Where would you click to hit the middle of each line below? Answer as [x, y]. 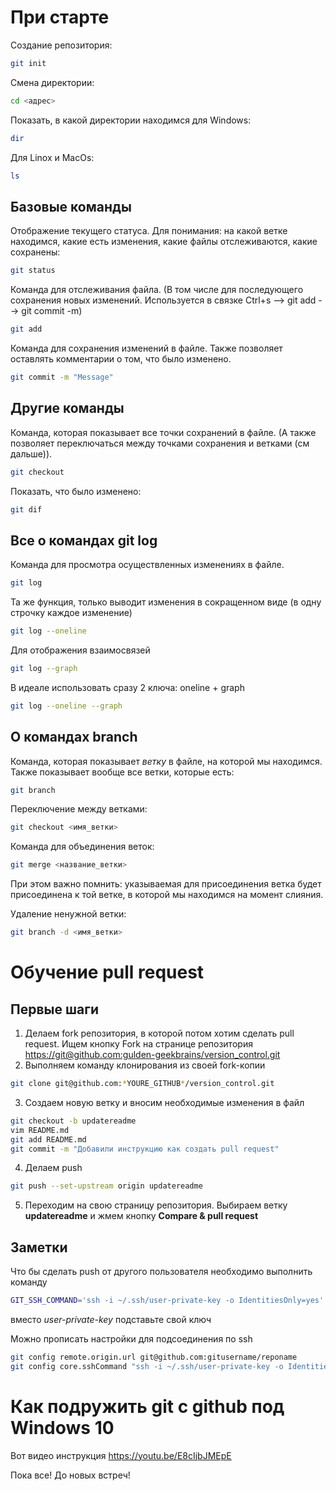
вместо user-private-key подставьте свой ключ [111, 1319]
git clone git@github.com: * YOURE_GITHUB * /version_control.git [142, 1084]
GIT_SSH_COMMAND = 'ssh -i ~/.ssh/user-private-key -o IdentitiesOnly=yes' [167, 1301]
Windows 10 [62, 1427]
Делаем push [53, 1168]
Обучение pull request [107, 972]
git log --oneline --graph [66, 706]
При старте [60, 17]
